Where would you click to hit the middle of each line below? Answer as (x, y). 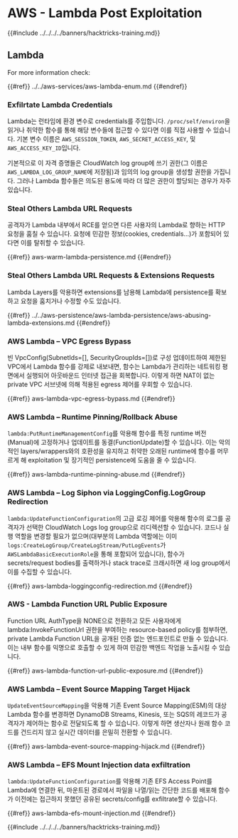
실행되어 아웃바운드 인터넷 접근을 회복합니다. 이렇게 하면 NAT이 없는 (120, 375)
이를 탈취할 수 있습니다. (53, 243)
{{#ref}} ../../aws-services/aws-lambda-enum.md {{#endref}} (97, 86)
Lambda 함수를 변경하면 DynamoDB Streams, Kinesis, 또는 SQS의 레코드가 (114, 715)
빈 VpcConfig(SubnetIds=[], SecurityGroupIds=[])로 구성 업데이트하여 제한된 (117, 357)
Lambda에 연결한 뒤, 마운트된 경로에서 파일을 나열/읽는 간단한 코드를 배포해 (112, 790)
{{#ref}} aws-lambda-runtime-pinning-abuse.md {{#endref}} (97, 475)
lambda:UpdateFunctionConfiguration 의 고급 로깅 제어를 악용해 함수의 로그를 (115, 518)
